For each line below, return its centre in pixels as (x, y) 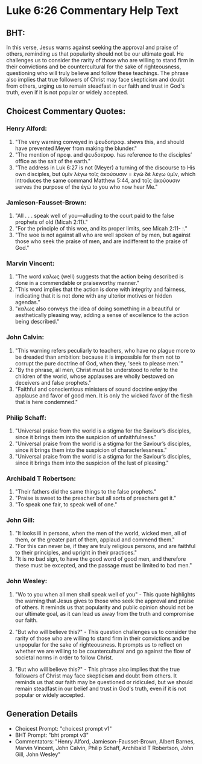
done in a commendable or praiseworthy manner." (77, 283)
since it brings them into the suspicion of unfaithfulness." (86, 437)
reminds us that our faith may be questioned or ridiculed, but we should (104, 682)
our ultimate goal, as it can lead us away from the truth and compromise (104, 613)
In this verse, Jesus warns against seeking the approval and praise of (93, 47)
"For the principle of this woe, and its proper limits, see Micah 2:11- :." (101, 228)
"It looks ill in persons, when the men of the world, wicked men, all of (101, 534)
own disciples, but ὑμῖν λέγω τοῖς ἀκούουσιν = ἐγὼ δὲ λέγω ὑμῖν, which (105, 174)
